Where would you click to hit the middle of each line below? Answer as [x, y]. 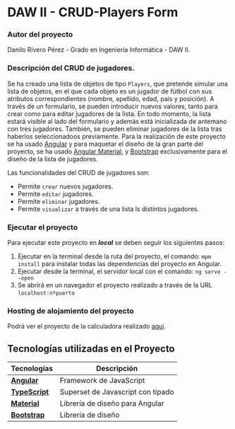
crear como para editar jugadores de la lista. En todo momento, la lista [109, 113]
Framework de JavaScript [102, 381]
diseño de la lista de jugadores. [53, 159]
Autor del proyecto [40, 35]
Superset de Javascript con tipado [117, 392]
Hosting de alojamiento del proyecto [71, 311]
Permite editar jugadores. [55, 194]
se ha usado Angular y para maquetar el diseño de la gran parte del [105, 144]
